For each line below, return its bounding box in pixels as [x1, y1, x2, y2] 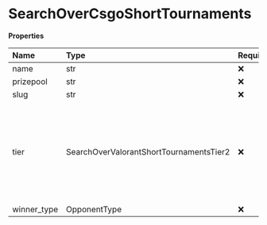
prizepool [12, 76, 48, 87]
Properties [8, 31, 44, 40]
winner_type [12, 204, 59, 215]
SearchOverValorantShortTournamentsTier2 [66, 146, 230, 157]
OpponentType [66, 204, 122, 215]
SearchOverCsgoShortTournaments [8, 5, 252, 23]
